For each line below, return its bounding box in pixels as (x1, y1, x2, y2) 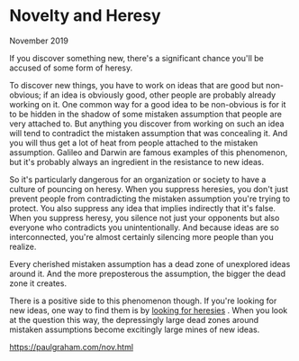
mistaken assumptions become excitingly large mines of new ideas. (9, 324, 260, 335)
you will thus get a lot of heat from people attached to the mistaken (9, 137, 258, 148)
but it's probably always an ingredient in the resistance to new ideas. (9, 156, 264, 167)
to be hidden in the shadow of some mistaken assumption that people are (9, 108, 282, 119)
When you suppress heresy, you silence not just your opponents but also (9, 212, 280, 223)
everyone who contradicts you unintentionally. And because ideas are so (9, 222, 279, 233)
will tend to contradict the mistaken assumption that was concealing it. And (9, 127, 288, 138)
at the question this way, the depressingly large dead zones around (9, 314, 259, 325)
